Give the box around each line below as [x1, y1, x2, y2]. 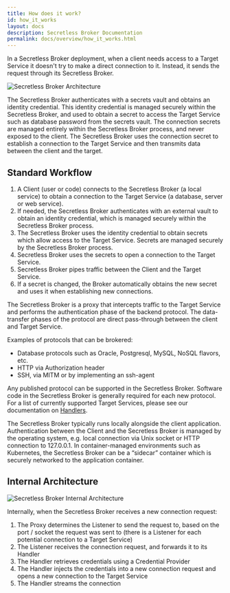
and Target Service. [7, 322, 63, 331]
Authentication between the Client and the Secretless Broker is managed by [7, 427, 222, 435]
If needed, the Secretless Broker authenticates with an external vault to [16, 207, 218, 215]
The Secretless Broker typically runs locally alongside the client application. [7, 419, 221, 427]
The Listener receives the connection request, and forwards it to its [16, 542, 208, 550]
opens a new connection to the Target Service [16, 572, 148, 580]
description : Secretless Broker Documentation [7, 29, 143, 36]
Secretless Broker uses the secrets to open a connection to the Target [16, 250, 216, 258]
